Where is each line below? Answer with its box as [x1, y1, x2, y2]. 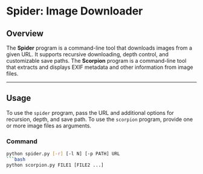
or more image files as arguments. [6, 122, 92, 129]
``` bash [6, 156, 26, 163]
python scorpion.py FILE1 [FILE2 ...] [6, 162, 104, 168]
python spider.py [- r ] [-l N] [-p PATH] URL [6, 151, 120, 157]
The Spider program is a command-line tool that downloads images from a [6, 44, 192, 51]
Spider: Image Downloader [6, 4, 143, 18]
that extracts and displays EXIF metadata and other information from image [6, 63, 193, 71]
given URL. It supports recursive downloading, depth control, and [6, 51, 169, 58]
